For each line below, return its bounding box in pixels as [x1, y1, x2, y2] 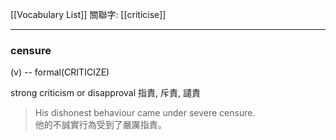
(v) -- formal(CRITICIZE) [10, 66, 110, 78]
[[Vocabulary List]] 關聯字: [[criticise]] [10, 9, 167, 20]
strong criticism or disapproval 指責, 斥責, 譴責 [10, 87, 201, 99]
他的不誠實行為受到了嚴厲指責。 [34, 119, 167, 131]
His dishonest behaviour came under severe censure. [34, 107, 256, 119]
